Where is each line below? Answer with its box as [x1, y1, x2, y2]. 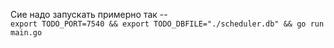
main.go [10, 28, 43, 38]
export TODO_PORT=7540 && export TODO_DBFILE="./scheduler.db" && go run [10, 19, 325, 29]
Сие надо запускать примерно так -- [10, 9, 168, 20]
